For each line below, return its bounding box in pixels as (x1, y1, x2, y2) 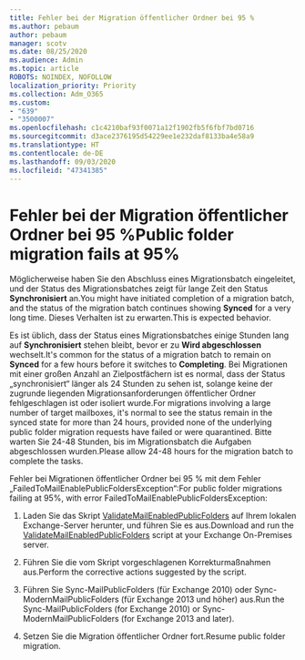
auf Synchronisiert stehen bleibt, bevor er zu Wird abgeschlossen (9, 340, 262, 350)
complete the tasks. (9, 456, 84, 467)
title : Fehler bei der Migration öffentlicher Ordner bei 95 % (9, 13, 255, 23)
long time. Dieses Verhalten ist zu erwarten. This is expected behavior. (9, 312, 271, 323)
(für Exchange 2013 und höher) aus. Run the (121, 594, 285, 605)
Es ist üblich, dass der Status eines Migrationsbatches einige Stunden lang (9, 330, 290, 341)
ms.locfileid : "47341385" (9, 166, 107, 175)
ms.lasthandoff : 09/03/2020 (9, 157, 117, 167)
